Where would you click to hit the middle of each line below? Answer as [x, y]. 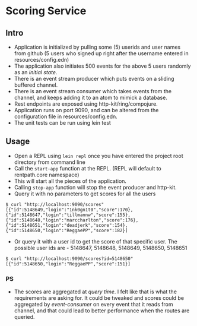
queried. [24, 317]
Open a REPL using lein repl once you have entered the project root [99, 156]
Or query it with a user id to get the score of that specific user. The [96, 241]
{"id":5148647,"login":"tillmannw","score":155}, [68, 215]
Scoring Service [46, 11]
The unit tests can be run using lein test [62, 123]
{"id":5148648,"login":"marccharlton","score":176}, [72, 220]
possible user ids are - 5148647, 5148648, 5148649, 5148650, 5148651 [101, 248]
